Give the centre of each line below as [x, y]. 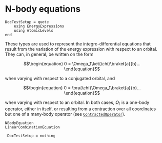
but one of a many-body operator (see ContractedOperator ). [65, 114]
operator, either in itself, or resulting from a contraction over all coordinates [81, 109]
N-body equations [43, 9]
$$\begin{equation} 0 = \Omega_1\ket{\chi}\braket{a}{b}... [82, 63]
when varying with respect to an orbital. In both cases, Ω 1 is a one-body [77, 103]
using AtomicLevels [34, 30]
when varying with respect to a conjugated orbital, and [60, 78]
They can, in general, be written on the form [49, 54]
